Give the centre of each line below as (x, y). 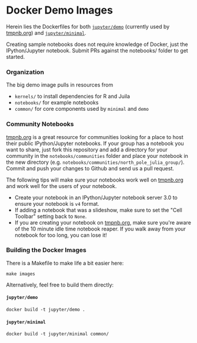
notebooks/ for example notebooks (56, 103)
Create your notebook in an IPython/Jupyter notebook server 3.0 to (96, 197)
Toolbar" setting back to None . (51, 216)
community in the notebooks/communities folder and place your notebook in (97, 156)
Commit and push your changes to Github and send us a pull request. (90, 168)
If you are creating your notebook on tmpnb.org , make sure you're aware (103, 222)
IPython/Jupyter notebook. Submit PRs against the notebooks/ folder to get (97, 50)
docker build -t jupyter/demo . (46, 310)
